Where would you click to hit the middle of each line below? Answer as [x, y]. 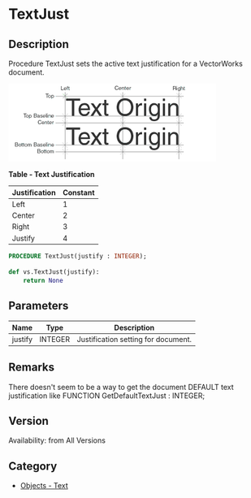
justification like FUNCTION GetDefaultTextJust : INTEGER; [107, 396]
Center [23, 215]
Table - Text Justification [52, 174]
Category [33, 466]
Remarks [32, 368]
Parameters [39, 306]
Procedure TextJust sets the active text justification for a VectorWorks [126, 63]
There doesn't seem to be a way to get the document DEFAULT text [121, 387]
